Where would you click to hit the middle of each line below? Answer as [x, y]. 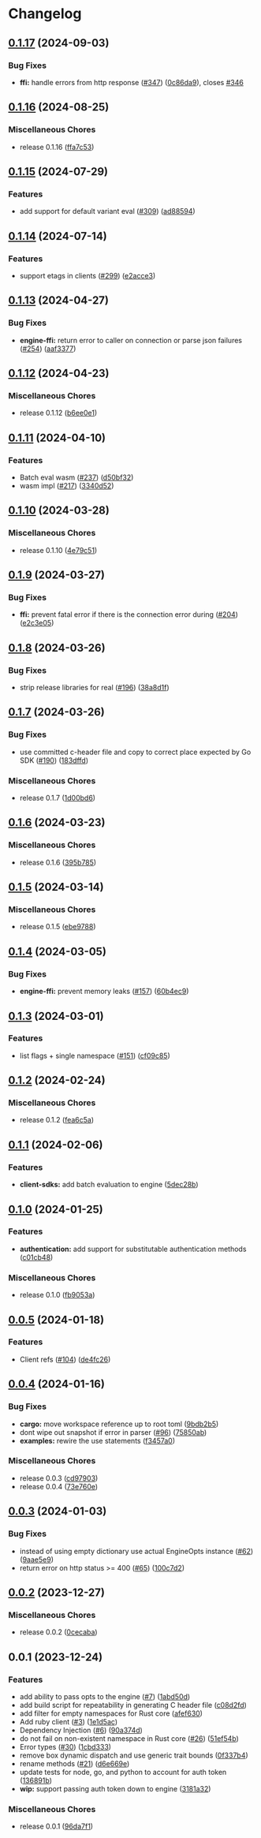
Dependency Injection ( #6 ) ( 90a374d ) [81, 1730]
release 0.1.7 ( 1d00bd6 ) [58, 798]
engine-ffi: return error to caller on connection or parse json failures [131, 340]
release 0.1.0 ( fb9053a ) [57, 1295]
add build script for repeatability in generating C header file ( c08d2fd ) [133, 1705]
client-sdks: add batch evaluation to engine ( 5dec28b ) [109, 1185]
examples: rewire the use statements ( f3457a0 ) [97, 1440]
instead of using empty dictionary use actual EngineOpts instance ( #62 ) [136, 1551]
